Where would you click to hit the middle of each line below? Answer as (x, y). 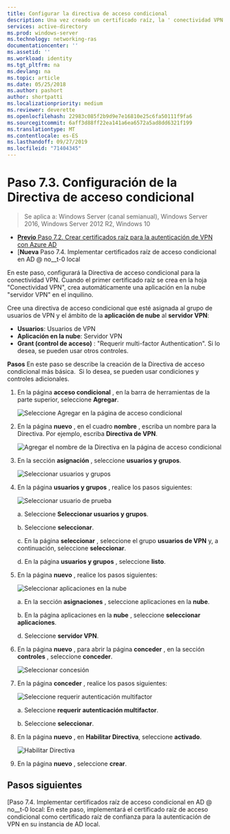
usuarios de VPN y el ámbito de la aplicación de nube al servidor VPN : (108, 315)
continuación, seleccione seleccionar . (71, 548)
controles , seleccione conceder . (65, 656)
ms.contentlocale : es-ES (43, 135)
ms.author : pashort (35, 91)
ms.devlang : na (29, 71)
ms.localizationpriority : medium (55, 104)
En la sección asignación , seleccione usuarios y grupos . (99, 460)
